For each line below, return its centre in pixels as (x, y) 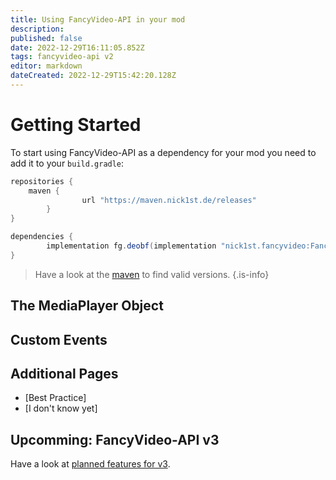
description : (37, 29)
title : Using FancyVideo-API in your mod (98, 19)
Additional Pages (64, 373)
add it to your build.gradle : (67, 163)
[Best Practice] (55, 398)
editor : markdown (46, 66)
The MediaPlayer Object (87, 306)
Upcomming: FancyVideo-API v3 (115, 439)
